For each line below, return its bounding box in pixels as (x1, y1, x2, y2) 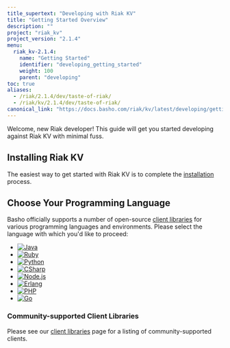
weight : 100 (19, 67, 53, 74)
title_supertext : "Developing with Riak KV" (7, 10, 136, 17)
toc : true (7, 80, 36, 87)
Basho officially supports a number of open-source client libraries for (7, 216, 203, 224)
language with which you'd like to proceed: (7, 230, 129, 238)
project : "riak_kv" (7, 29, 63, 36)
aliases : (7, 86, 32, 93)
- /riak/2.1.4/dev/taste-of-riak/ (13, 93, 112, 100)
